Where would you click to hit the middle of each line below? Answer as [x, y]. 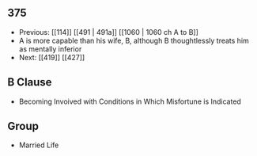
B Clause [30, 82]
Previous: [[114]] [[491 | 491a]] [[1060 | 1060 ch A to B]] [109, 32]
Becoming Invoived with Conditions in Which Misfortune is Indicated [130, 101]
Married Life [39, 145]
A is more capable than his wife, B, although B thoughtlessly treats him [134, 40]
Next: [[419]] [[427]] [52, 57]
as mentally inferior [50, 49]
